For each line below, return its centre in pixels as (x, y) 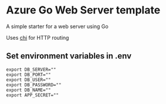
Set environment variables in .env (69, 56)
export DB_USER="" (28, 79)
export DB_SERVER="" (31, 70)
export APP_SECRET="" (33, 95)
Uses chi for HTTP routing (38, 37)
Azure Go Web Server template (83, 10)
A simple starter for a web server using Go (57, 26)
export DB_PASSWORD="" (34, 85)
